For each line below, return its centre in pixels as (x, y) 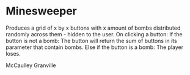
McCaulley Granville (31, 65)
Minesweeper (41, 11)
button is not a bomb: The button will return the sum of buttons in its (92, 41)
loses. (13, 53)
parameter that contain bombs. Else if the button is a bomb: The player (95, 47)
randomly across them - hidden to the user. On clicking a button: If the (94, 34)
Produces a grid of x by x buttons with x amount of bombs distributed (93, 28)
